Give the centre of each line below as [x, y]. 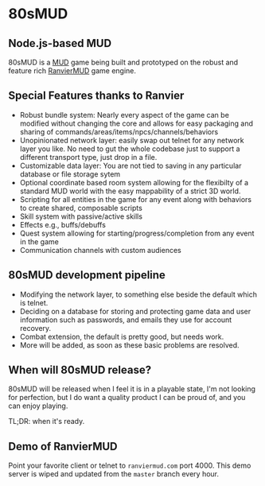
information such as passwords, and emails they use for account [126, 320]
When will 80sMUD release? [80, 370]
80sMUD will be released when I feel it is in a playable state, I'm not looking [132, 389]
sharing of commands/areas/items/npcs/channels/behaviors [119, 131]
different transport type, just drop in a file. [88, 157]
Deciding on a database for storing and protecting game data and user [135, 311]
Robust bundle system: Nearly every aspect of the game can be [124, 115]
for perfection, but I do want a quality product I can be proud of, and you [127, 398]
